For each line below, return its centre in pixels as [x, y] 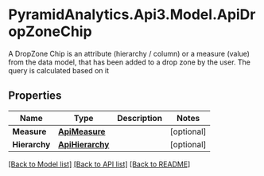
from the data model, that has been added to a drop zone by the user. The [130, 62]
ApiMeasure [82, 131]
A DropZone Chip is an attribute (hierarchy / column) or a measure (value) [129, 53]
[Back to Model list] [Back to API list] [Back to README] [99, 164]
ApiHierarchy [84, 144]
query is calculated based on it [59, 70]
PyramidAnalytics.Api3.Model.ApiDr [132, 15]
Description [140, 118]
